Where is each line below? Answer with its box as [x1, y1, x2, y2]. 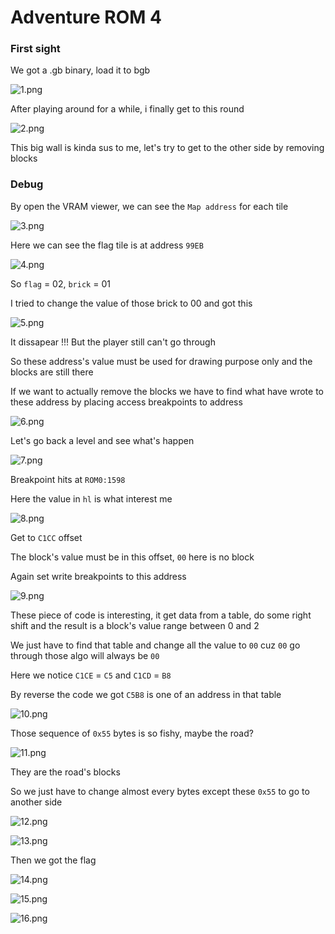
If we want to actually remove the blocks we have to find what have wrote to [10, 385, 324, 397]
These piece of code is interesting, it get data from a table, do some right [10, 609, 312, 621]
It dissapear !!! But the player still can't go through [10, 336, 216, 348]
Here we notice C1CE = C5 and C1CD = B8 [10, 669, 172, 681]
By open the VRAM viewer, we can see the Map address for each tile [10, 200, 289, 212]
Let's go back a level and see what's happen [10, 434, 195, 446]
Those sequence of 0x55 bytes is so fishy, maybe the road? [10, 727, 254, 739]
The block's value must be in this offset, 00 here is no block [10, 551, 255, 563]
